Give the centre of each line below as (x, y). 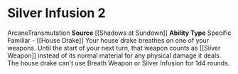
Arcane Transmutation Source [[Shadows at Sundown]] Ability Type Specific (119, 33)
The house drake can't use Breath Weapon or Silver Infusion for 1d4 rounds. (119, 63)
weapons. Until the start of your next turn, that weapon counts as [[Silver (114, 48)
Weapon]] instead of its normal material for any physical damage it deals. (114, 55)
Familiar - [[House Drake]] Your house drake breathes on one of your (108, 40)
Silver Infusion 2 (56, 13)
